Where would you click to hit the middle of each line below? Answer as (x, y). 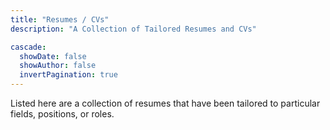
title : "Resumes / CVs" (60, 19)
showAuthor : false (58, 66)
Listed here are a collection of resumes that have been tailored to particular (165, 103)
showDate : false (53, 56)
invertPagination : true (68, 75)
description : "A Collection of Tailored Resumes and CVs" (133, 29)
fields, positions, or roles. (62, 114)
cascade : (28, 47)
